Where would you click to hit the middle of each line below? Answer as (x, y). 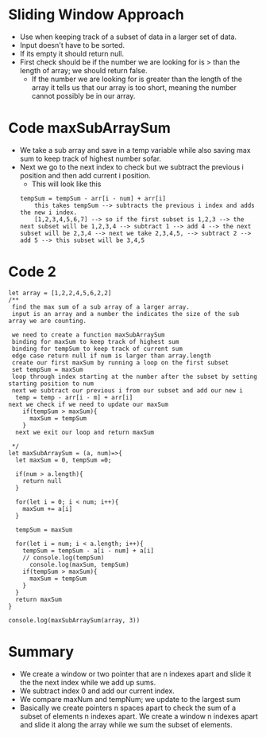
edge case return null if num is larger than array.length (112, 356)
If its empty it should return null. (72, 53)
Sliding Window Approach (96, 15)
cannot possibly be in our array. (83, 96)
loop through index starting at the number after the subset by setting (135, 376)
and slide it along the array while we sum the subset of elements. (126, 724)
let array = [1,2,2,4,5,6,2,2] (60, 293)
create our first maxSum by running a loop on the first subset (120, 363)
